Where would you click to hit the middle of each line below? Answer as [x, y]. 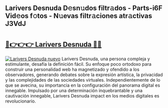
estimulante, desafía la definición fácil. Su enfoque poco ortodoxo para [78, 64]
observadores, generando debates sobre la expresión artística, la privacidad [84, 75]
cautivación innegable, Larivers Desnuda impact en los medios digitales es [82, 96]
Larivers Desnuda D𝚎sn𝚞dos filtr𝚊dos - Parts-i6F [84, 8]
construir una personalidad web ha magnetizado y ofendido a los [72, 69]
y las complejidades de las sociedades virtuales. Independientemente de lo [83, 80]
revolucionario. [21, 101]
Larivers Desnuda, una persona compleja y [106, 59]
